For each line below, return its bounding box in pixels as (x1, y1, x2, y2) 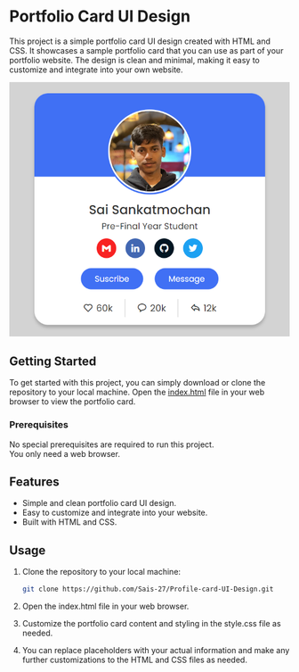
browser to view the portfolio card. (9, 396, 136, 407)
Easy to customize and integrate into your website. (21, 507, 208, 519)
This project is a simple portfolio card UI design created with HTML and (9, 36, 271, 46)
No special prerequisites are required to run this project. (9, 439, 214, 450)
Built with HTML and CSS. (21, 517, 117, 527)
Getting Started (9, 353, 97, 369)
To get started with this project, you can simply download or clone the (9, 377, 266, 388)
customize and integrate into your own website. (9, 64, 184, 75)
